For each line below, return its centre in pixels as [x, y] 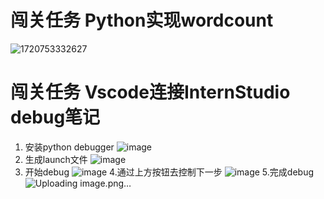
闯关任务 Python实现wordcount [142, 20]
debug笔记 [55, 117]
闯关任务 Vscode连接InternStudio [150, 92]
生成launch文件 [56, 159]
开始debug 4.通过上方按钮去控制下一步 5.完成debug [169, 172]
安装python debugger [69, 147]
